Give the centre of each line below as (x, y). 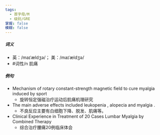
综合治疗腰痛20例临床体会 (46, 128)
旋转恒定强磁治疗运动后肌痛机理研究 (56, 100)
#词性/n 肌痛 (25, 64)
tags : (11, 10)
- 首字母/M (19, 14)
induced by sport (30, 94)
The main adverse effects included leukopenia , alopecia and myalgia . (83, 105)
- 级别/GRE (20, 19)
